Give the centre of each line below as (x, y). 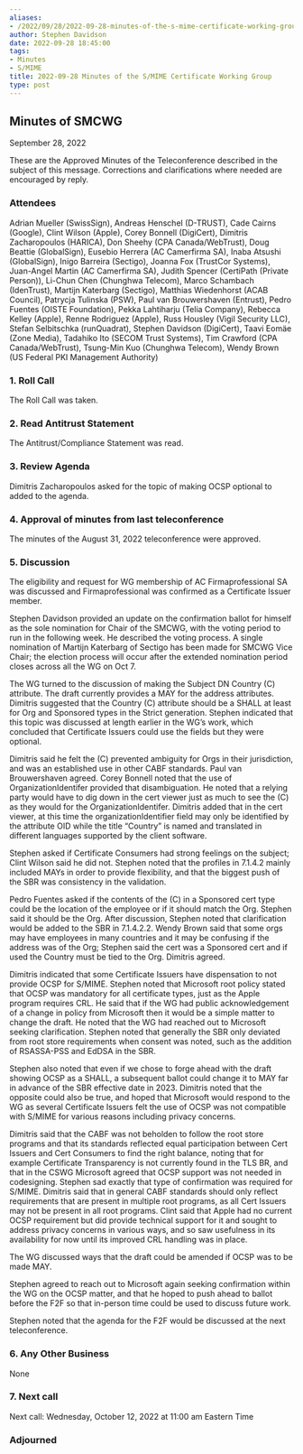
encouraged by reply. (49, 180)
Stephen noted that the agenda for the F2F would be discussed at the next (147, 1321)
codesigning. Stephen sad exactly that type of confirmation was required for (151, 1182)
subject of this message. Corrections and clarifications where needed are (146, 170)
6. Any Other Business (60, 1354)
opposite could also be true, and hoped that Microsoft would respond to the (150, 1097)
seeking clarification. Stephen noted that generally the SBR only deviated (145, 1032)
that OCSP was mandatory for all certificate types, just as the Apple (135, 994)
